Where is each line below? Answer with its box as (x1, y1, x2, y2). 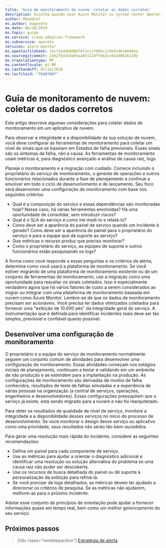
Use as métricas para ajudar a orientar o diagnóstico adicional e (12, 453, 143, 459)
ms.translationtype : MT (5, 58, 54, 63)
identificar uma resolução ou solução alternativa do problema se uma (12, 458, 154, 464)
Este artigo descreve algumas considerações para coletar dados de (5, 120, 143, 126)
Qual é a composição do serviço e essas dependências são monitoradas (12, 201, 161, 207)
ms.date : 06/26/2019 (5, 26, 48, 31)
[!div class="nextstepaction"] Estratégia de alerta (17, 538, 118, 544)
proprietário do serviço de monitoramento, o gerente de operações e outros (5, 170, 160, 176)
